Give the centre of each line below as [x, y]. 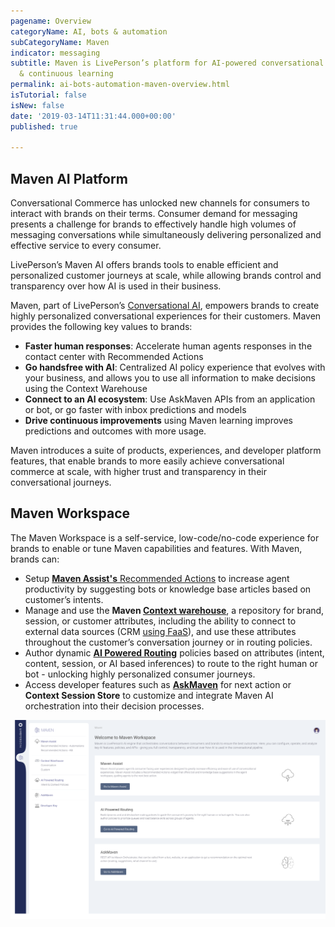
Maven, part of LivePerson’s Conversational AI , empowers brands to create [165, 306]
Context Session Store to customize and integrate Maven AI [149, 695]
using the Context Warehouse [86, 389]
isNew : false [37, 105]
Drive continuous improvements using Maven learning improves [158, 421]
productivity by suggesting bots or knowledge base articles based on [168, 589]
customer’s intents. [64, 599]
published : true [44, 126]
